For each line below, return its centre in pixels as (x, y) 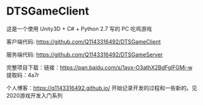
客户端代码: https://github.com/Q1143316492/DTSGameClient (83, 41)
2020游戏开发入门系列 (35, 95)
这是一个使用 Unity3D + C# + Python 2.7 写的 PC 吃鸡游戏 (79, 29)
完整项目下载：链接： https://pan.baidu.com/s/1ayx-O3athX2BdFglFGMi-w (99, 67)
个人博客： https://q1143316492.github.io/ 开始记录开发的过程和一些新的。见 (102, 88)
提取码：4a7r (23, 75)
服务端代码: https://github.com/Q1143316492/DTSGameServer (85, 54)
